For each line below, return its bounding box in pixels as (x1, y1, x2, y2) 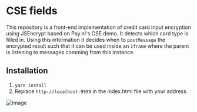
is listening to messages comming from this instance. (6, 48, 135, 55)
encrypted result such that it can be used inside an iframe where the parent (6, 42, 189, 50)
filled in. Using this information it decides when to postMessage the (6, 36, 166, 43)
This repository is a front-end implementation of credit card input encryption (6, 24, 191, 31)
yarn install (14, 83, 47, 88)
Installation (6, 66, 48, 76)
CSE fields (6, 4, 58, 18)
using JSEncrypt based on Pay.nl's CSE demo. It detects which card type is (6, 29, 189, 37)
